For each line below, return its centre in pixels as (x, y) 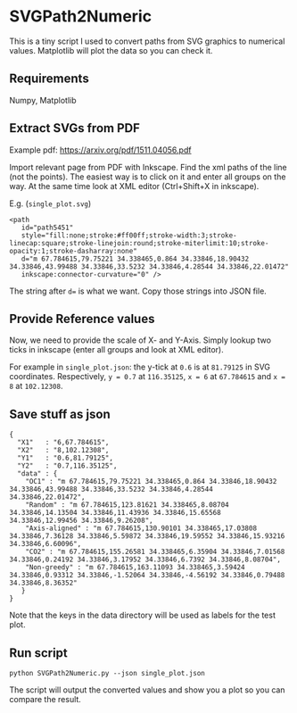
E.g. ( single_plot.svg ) (50, 203)
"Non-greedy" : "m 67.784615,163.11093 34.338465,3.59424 (135, 568)
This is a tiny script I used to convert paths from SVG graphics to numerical (147, 41)
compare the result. (45, 699)
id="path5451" (47, 228)
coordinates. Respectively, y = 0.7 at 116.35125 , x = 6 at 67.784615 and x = (147, 377)
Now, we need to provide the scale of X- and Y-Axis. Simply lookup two (140, 340)
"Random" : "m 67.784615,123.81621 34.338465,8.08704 (127, 505)
